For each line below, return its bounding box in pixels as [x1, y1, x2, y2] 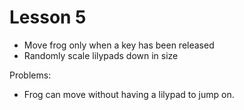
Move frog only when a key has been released [23, 39, 215, 51]
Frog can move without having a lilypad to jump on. [23, 88, 235, 100]
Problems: [9, 69, 52, 81]
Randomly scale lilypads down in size [23, 49, 179, 61]
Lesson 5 [9, 6, 87, 29]
